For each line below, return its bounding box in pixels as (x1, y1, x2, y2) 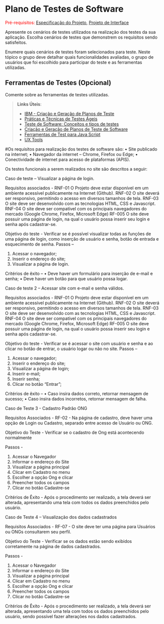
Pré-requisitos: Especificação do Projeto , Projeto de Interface (5, 20, 129, 25)
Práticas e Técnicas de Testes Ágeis (24, 116, 98, 122)
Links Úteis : (17, 101, 42, 107)
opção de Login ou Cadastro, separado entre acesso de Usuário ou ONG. (5, 420, 153, 426)
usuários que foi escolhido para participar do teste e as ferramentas (5, 59, 142, 65)
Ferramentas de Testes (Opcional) (5, 79, 112, 87)
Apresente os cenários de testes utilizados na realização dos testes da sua (5, 29, 156, 35)
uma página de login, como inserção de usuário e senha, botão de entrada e (5, 236, 159, 242)
